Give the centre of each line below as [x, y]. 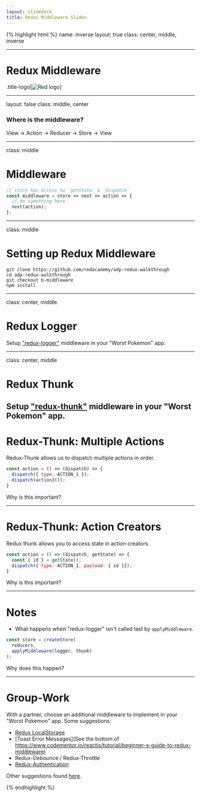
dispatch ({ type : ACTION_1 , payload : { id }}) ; [72, 566]
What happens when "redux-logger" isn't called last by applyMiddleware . [104, 629]
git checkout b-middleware [40, 280]
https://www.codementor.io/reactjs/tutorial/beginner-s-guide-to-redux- [103, 745]
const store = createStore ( [41, 640]
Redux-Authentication [42, 764]
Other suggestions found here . [44, 775]
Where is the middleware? [45, 120]
